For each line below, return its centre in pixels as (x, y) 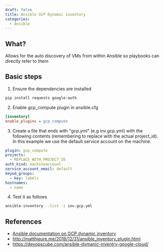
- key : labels (24, 178)
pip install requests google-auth (41, 98)
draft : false (19, 10)
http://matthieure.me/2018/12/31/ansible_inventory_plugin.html (76, 239)
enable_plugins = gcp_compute (37, 121)
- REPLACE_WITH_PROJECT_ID (38, 160)
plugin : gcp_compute (27, 150)
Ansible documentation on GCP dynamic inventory (64, 234)
